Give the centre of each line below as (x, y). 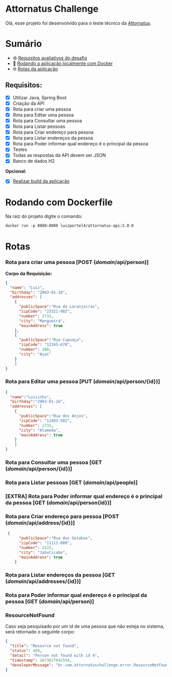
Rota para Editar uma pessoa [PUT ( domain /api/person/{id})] (83, 382)
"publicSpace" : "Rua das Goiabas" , (56, 538)
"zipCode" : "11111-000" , (45, 543)
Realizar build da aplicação (41, 181)
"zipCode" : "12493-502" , (45, 421)
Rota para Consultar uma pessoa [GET (54, 463)
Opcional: (16, 171)
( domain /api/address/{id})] (40, 522)
